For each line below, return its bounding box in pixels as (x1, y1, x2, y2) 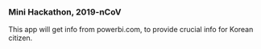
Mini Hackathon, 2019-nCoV (8, 6, 122, 18)
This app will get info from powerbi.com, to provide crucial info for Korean (8, 25, 254, 35)
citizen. (8, 33, 33, 43)
